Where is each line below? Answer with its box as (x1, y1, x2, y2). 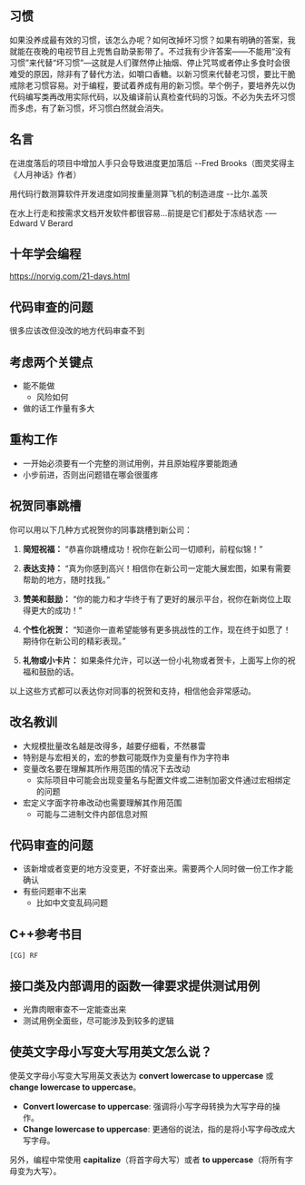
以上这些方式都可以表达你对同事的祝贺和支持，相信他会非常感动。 (9, 685, 256, 696)
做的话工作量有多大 (22, 403, 95, 414)
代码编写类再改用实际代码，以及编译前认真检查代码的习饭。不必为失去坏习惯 (9, 91, 296, 102)
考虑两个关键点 (9, 354, 93, 370)
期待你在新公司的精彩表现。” (22, 635, 126, 647)
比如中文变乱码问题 (35, 897, 109, 908)
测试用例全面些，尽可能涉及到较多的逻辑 (22, 1015, 174, 1026)
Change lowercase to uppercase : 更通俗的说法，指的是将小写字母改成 (22, 1123, 288, 1134)
